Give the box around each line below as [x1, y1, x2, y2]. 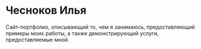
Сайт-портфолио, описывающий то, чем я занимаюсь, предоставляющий [5, 23, 195, 30]
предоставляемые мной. [5, 36, 70, 43]
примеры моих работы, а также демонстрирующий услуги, [5, 29, 159, 36]
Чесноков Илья [5, 4, 87, 17]
